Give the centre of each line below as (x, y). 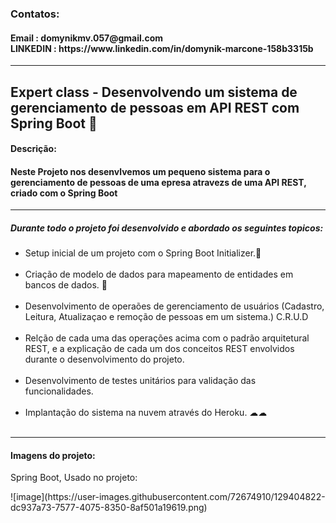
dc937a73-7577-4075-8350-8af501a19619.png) (109, 508)
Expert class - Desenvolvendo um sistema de (154, 92)
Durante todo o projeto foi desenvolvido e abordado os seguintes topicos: (167, 228)
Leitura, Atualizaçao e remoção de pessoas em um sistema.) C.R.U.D (166, 317)
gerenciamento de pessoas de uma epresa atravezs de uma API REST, (158, 182)
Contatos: (35, 14)
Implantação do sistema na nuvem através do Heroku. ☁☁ (146, 413)
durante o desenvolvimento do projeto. (104, 359)
